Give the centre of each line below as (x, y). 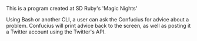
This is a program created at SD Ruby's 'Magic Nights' (72, 8)
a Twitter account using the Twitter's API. (56, 32)
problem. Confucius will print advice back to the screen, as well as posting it (98, 26)
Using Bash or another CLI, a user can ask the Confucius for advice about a (98, 19)
